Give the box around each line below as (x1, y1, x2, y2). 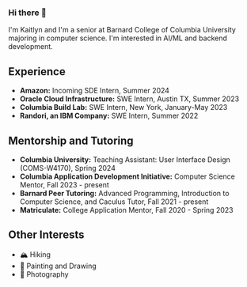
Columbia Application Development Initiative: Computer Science (19, 172, 235, 181)
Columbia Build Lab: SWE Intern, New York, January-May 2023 (19, 103, 228, 112)
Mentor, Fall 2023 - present (19, 179, 109, 189)
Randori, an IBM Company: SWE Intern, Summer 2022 (19, 111, 199, 121)
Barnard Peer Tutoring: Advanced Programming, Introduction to (19, 188, 230, 198)
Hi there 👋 (8, 7, 47, 18)
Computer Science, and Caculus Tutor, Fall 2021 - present (19, 197, 209, 206)
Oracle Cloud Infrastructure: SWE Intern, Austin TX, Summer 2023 (19, 94, 240, 104)
